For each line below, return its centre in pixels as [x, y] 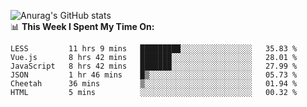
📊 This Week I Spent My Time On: [82, 26]
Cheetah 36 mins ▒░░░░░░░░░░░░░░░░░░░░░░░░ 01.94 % [154, 84]
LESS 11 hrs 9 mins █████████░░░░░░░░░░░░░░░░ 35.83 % [154, 49]
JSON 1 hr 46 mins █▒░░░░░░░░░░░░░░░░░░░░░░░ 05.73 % [154, 75]
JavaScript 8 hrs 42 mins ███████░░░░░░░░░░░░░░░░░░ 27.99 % [154, 66]
